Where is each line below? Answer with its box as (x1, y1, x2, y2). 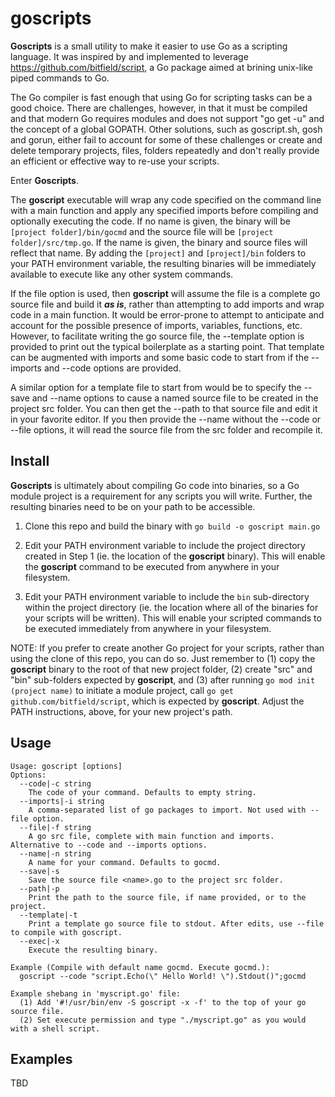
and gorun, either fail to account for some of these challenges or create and (10, 133, 323, 146)
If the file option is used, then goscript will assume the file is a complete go (10, 287, 321, 299)
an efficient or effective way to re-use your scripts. (10, 155, 220, 167)
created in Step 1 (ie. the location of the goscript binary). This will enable (24, 550, 326, 562)
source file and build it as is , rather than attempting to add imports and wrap (10, 298, 325, 310)
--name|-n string (19, 848, 92, 859)
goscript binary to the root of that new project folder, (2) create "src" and (10, 663, 313, 675)
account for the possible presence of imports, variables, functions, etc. (10, 319, 303, 331)
